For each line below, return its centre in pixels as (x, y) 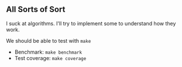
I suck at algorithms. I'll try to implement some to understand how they (91, 23)
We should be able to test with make (49, 40)
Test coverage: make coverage (50, 58)
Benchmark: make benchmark (48, 52)
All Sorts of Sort (36, 10)
